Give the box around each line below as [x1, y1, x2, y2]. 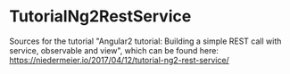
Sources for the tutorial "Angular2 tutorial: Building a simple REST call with [9, 36, 282, 46]
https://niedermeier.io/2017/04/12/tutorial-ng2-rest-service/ [9, 54, 229, 65]
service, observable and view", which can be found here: [9, 45, 219, 55]
